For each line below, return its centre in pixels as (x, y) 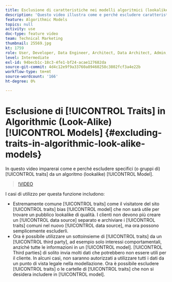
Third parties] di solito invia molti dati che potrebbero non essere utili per (89, 252)
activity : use (20, 29)
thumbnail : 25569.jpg (28, 43)
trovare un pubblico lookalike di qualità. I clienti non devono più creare (87, 215)
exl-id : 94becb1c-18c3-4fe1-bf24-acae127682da (56, 62)
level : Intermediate (27, 57)
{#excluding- (133, 133)
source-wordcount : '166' (32, 77)
